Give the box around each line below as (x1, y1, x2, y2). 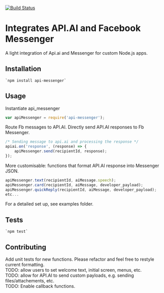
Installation (5, 65, 41, 73)
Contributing (5, 243, 46, 252)
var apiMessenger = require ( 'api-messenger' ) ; (5, 115, 105, 120)
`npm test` (5, 229, 28, 234)
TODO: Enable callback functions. (5, 283, 76, 289)
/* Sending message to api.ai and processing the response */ (5, 139, 139, 144)
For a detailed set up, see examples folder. (5, 201, 94, 207)
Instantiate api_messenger (5, 105, 60, 111)
